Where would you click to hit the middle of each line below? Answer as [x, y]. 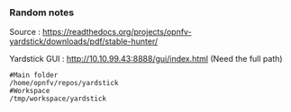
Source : [25, 32]
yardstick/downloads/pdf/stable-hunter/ [84, 41]
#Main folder [34, 75]
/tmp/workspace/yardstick [58, 99]
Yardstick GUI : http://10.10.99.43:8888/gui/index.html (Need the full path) [146, 59]
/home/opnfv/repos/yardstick [64, 83]
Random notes [42, 13]
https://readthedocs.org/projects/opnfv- [117, 32]
